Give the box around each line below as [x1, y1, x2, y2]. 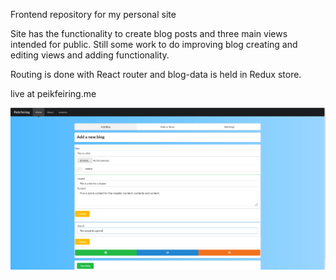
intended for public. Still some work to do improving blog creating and [10, 39, 298, 50]
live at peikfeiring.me [10, 88, 97, 99]
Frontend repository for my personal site [10, 9, 177, 20]
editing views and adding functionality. [10, 49, 170, 61]
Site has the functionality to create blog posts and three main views [10, 28, 288, 39]
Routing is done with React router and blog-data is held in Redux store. [10, 69, 302, 80]
